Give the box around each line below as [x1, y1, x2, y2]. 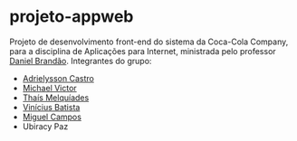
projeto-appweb [9, 6, 134, 27]
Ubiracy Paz [22, 120, 69, 132]
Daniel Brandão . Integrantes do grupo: [9, 55, 152, 66]
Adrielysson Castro [22, 72, 95, 83]
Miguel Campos [22, 111, 81, 122]
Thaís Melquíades [22, 92, 90, 103]
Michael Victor [22, 82, 77, 93]
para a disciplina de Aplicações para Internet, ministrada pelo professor [9, 45, 276, 56]
